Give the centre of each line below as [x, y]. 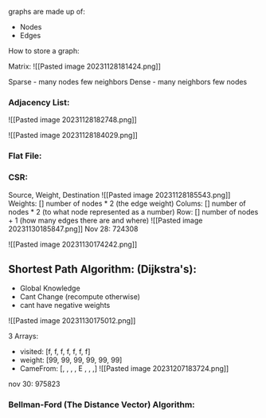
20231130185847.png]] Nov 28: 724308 [73, 229]
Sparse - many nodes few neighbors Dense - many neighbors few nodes [128, 82]
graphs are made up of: [47, 12]
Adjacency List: [39, 102]
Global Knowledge [50, 288]
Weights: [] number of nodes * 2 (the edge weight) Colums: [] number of [127, 203]
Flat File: [25, 156]
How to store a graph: [44, 51]
